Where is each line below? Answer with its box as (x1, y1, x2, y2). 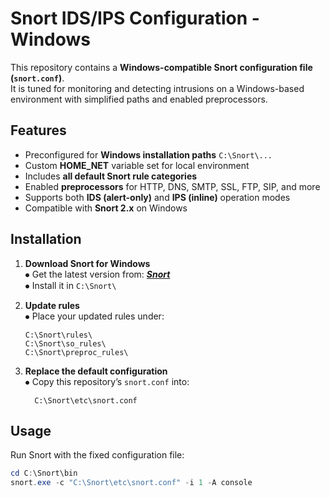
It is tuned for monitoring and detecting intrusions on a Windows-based (10, 82, 305, 94)
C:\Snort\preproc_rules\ (24, 347, 129, 357)
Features (10, 122, 67, 139)
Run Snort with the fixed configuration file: (10, 449, 185, 461)
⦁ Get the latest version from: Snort (24, 268, 171, 280)
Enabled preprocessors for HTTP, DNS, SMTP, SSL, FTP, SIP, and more (24, 180, 321, 192)
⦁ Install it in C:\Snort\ (24, 279, 117, 291)
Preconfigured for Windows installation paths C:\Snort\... (24, 148, 273, 161)
